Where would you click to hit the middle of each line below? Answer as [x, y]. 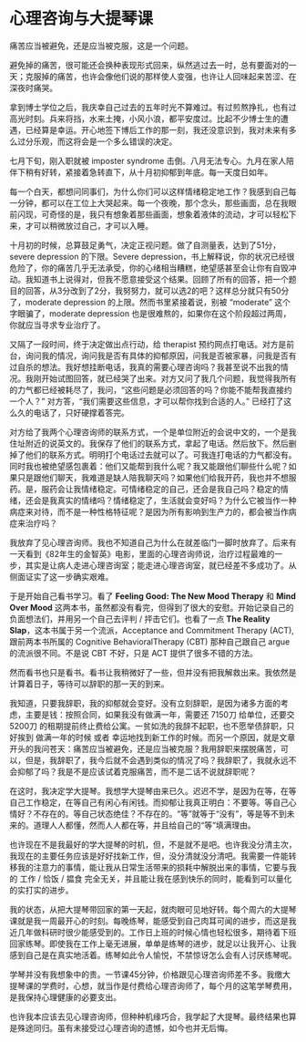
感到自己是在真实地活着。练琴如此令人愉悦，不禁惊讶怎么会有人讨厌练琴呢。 [153, 954]
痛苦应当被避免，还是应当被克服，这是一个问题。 [101, 46]
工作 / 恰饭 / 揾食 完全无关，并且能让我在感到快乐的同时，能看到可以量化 [156, 878]
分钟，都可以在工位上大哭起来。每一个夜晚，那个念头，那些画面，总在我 [153, 202]
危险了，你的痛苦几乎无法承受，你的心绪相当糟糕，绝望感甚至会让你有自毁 [149, 268]
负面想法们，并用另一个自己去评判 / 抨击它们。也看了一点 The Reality [140, 619]
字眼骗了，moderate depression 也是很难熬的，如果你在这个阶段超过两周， [150, 313]
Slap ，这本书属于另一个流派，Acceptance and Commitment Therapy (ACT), [152, 630]
